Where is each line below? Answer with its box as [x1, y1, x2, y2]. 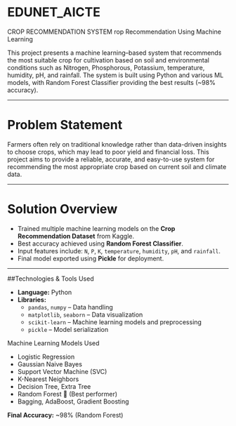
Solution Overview [7, 201, 118, 218]
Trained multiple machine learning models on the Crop [17, 224, 176, 232]
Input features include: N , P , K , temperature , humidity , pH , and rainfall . [17, 246, 221, 255]
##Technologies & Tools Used [7, 274, 94, 283]
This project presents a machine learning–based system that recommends [7, 48, 222, 57]
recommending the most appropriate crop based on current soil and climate [7, 162, 227, 171]
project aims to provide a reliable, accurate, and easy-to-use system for [7, 155, 215, 164]
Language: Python [17, 288, 72, 296]
